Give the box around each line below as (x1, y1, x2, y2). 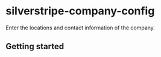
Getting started (5, 41, 65, 52)
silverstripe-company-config (5, 4, 155, 18)
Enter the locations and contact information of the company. (5, 24, 155, 31)
